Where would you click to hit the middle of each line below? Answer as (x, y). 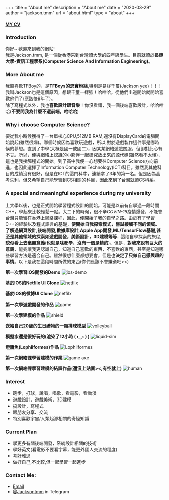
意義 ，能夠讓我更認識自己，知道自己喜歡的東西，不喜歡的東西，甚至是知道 (82, 249)
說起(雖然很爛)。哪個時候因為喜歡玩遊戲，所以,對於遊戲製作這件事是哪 (82, 142)
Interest (15, 381)
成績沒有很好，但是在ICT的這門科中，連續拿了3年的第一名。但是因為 (85, 174)
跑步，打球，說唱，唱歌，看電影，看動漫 (54, 393)
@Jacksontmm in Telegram (41, 491)
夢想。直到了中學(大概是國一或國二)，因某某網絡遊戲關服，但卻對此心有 (88, 149)
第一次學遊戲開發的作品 (29, 304)
